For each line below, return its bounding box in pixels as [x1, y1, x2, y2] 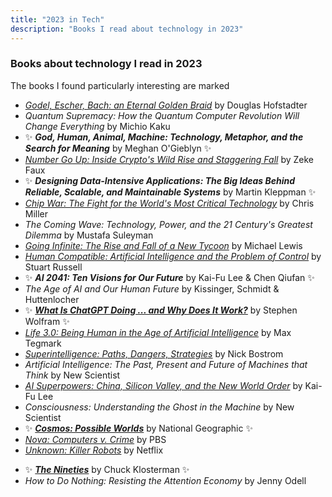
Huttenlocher [24, 293, 80, 305]
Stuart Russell [24, 261, 83, 273]
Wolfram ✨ [24, 315, 70, 327]
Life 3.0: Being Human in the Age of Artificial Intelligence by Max [24, 326, 292, 338]
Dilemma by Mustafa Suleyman [24, 229, 154, 241]
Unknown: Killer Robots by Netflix [24, 444, 164, 456]
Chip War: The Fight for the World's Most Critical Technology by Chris [24, 197, 315, 209]
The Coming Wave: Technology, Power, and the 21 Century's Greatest [24, 218, 313, 230]
